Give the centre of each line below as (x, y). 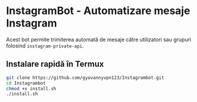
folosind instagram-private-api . (45, 46)
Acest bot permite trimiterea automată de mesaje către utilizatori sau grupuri (98, 39)
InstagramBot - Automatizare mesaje (98, 11)
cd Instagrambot (26, 83)
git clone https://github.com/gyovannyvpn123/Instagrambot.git (85, 77)
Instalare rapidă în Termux (55, 64)
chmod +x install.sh (31, 89)
